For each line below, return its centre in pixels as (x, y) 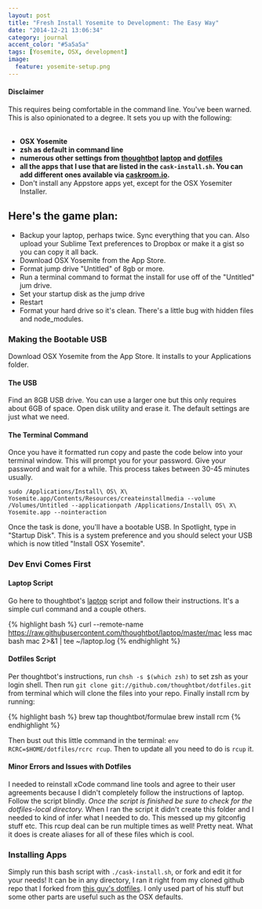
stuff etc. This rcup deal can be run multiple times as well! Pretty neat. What (131, 826)
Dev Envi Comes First (50, 564)
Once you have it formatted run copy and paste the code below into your (126, 453)
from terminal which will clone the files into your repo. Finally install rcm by (129, 693)
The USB (23, 382)
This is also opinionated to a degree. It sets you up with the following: (120, 117)
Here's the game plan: (63, 216)
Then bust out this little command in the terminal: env (93, 740)
